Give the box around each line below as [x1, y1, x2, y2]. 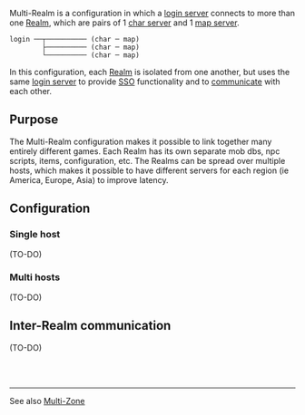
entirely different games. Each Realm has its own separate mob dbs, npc [9, 145, 280, 157]
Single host [9, 228, 61, 241]
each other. [9, 86, 53, 96]
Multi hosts [9, 271, 61, 284]
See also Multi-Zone [9, 395, 85, 406]
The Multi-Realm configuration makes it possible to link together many [9, 136, 272, 147]
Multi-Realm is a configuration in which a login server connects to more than [9, 8, 295, 18]
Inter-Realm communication [9, 318, 172, 333]
